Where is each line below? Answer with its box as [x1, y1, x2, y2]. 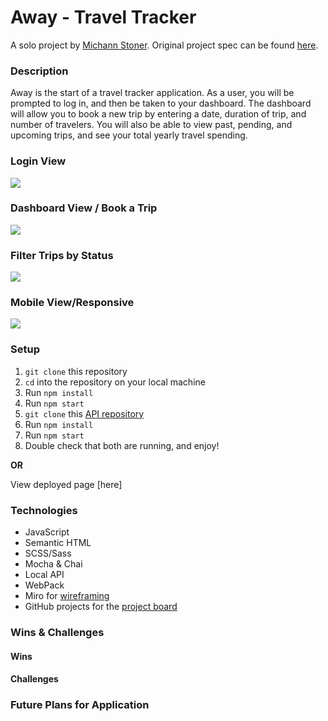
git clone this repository [24, 365, 128, 377]
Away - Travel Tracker [10, 6, 197, 29]
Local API [24, 569, 65, 581]
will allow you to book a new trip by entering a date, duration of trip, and [10, 108, 307, 120]
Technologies [10, 503, 78, 517]
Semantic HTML [24, 537, 92, 549]
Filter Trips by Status [10, 248, 114, 262]
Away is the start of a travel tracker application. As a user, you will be [10, 87, 295, 99]
